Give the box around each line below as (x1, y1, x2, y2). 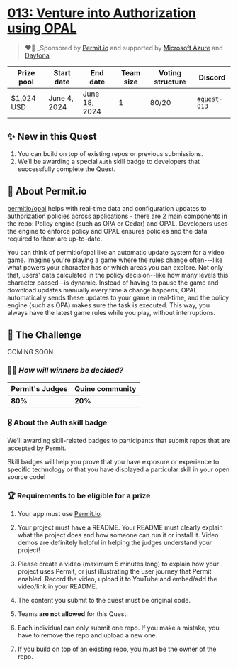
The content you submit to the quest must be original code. (17, 596, 191, 605)
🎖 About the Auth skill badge (7, 417, 108, 427)
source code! (7, 472, 46, 481)
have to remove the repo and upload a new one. (17, 631, 158, 640)
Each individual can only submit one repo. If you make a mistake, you (17, 623, 220, 633)
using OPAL (7, 20, 77, 36)
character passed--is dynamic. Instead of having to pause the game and (7, 278, 219, 287)
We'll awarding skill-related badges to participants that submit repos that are (7, 436, 231, 444)
